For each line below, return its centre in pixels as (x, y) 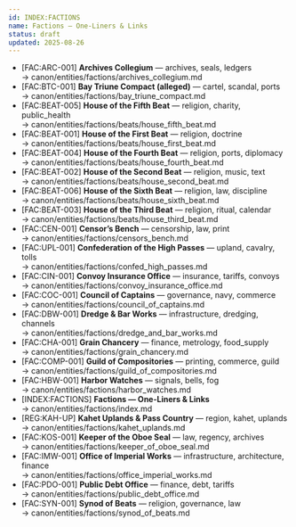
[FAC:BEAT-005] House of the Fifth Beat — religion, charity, (131, 106)
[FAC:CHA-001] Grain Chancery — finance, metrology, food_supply (145, 342)
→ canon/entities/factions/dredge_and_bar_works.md (120, 333)
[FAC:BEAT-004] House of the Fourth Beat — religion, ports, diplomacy (152, 153)
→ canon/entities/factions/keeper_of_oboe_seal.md (115, 447)
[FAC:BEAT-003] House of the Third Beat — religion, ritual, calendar (146, 210)
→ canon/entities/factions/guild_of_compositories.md (119, 371)
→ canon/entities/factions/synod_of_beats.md (105, 513)
